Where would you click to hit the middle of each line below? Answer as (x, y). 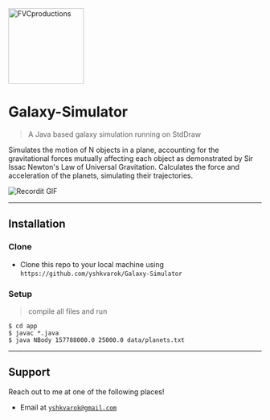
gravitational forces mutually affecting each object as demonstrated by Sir (131, 158)
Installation (37, 224)
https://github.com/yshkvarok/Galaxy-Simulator (101, 274)
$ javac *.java (34, 333)
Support (29, 372)
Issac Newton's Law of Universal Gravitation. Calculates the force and (124, 167)
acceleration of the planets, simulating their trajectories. (101, 175)
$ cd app (23, 326)
